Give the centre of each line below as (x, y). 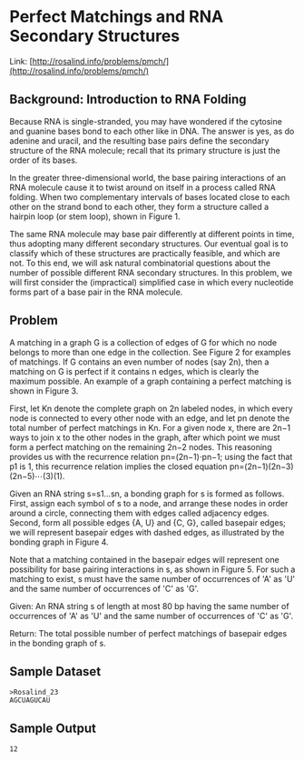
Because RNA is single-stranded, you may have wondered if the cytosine (146, 121)
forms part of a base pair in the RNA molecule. (96, 292)
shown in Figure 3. (44, 391)
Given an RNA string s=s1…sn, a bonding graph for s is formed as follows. (147, 494)
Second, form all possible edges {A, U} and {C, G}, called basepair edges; (147, 522)
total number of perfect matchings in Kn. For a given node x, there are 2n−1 (150, 427)
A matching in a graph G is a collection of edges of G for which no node (143, 342)
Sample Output (53, 728)
